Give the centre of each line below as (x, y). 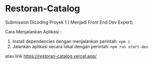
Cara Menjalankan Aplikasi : (33, 32)
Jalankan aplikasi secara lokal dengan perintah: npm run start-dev (80, 46)
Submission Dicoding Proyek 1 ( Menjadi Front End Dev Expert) (69, 22)
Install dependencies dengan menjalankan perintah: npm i (71, 41)
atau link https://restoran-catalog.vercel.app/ (51, 56)
